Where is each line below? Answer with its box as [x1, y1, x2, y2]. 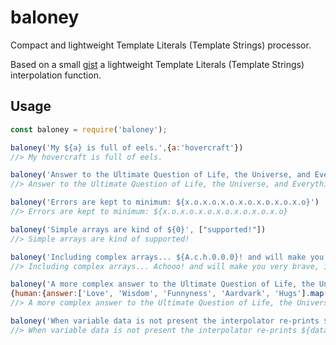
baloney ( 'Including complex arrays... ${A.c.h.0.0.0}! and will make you [10, 252, 325, 262]
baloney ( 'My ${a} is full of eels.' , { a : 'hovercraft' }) [10, 142, 244, 153]
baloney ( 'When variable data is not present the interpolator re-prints [10, 316, 320, 326]
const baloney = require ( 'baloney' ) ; [10, 124, 168, 135]
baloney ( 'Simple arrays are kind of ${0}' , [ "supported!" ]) [10, 224, 267, 235]
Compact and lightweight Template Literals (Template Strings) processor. [10, 39, 312, 51]
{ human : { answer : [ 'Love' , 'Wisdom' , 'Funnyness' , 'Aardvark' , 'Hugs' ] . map [10, 289, 325, 299]
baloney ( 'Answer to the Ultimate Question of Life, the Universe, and [10, 170, 311, 180]
